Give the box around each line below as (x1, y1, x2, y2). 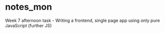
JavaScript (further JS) (5, 22, 52, 28)
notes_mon (5, 1, 52, 13)
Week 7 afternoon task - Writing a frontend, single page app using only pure (5, 17, 160, 23)
